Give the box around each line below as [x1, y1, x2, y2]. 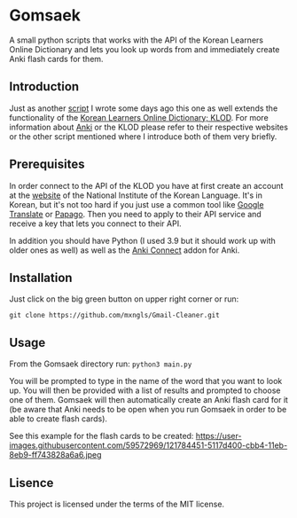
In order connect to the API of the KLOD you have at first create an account [9, 180, 284, 191]
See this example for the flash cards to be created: [9, 431, 194, 442]
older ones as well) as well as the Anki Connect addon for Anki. [9, 245, 240, 255]
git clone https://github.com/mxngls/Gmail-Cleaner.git [9, 311, 220, 320]
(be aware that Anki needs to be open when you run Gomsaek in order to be [9, 404, 287, 415]
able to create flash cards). [9, 413, 108, 424]
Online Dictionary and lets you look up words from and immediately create [9, 43, 280, 54]
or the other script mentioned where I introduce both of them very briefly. [9, 130, 277, 142]
